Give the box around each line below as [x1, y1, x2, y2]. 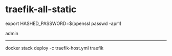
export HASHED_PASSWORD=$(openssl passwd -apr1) [5, 20, 122, 26]
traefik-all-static [5, 4, 77, 15]
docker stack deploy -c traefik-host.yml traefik [5, 45, 104, 51]
